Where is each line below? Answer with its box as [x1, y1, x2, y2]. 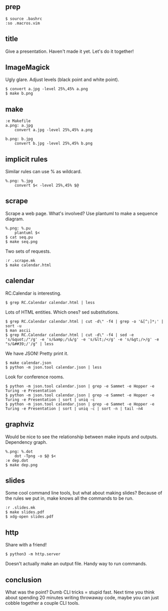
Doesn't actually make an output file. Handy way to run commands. [5, 561, 148, 567]
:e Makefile [5, 118, 31, 124]
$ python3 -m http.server [5, 552, 60, 557]
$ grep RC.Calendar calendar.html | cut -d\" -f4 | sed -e [5, 332, 134, 337]
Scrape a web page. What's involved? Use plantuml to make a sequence [5, 210, 158, 216]
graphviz [5, 420, 34, 429]
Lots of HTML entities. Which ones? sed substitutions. [5, 309, 119, 315]
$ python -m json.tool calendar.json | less [5, 364, 102, 370]
